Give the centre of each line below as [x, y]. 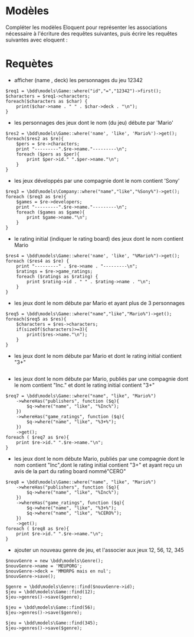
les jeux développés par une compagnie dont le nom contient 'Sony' [97, 180]
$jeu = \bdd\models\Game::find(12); [50, 592]
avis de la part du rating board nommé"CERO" [70, 471]
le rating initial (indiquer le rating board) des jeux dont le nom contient [99, 238]
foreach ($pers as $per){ [48, 154]
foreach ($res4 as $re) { [37, 261]
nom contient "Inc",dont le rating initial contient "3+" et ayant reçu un [98, 465]
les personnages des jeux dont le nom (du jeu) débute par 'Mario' [93, 122]
